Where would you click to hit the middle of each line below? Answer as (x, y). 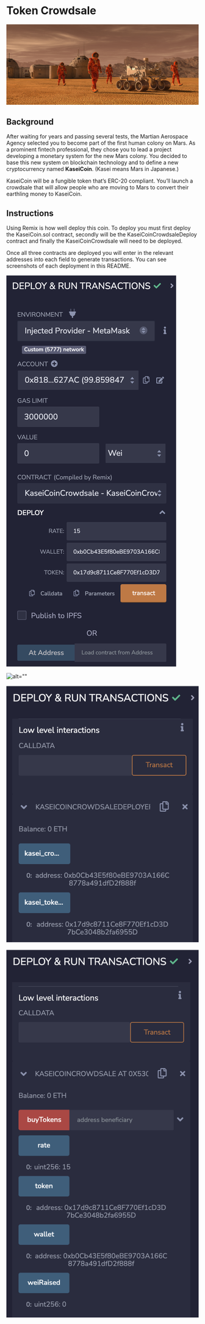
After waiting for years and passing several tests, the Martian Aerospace (97, 137)
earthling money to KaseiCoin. (44, 194)
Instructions (30, 213)
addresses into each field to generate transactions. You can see (86, 259)
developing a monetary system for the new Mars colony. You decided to (97, 156)
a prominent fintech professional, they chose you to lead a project (89, 149)
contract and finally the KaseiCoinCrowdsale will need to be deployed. (95, 241)
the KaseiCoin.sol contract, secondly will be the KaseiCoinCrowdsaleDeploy (102, 235)
